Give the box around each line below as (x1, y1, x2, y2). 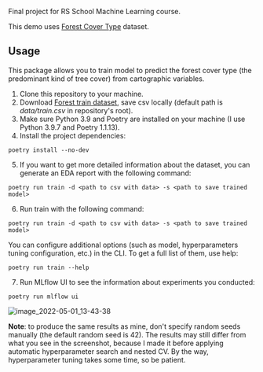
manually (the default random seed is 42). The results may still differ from (8, 330, 247, 339)
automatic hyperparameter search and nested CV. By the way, (8, 346, 210, 356)
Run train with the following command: (19, 204, 144, 213)
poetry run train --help (8, 263, 89, 271)
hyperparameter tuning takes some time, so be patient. (8, 355, 186, 364)
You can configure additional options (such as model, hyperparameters (8, 240, 239, 249)
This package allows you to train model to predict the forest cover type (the (8, 65, 253, 75)
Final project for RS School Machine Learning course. (8, 7, 181, 16)
